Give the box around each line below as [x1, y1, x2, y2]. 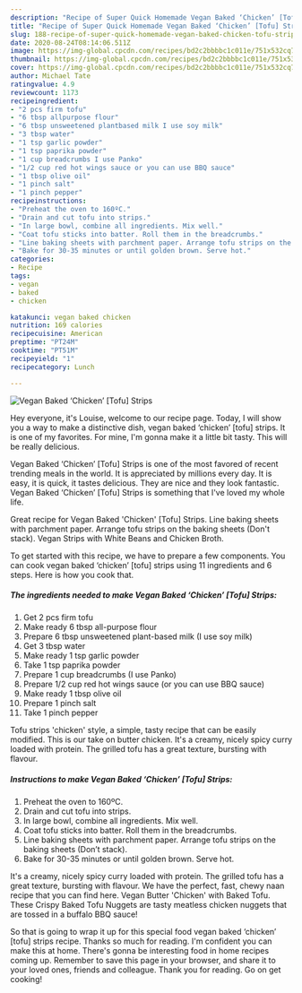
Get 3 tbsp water [22, 641, 86, 652]
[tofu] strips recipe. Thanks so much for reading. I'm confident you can [10, 936, 272, 946]
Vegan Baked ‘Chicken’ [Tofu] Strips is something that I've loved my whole [10, 487, 285, 497]
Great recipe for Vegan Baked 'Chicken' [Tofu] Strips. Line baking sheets [10, 514, 279, 524]
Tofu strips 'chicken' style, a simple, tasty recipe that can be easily [10, 725, 256, 736]
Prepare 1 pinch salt [22, 698, 97, 709]
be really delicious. [10, 441, 80, 452]
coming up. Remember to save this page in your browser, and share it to [10, 955, 276, 966]
